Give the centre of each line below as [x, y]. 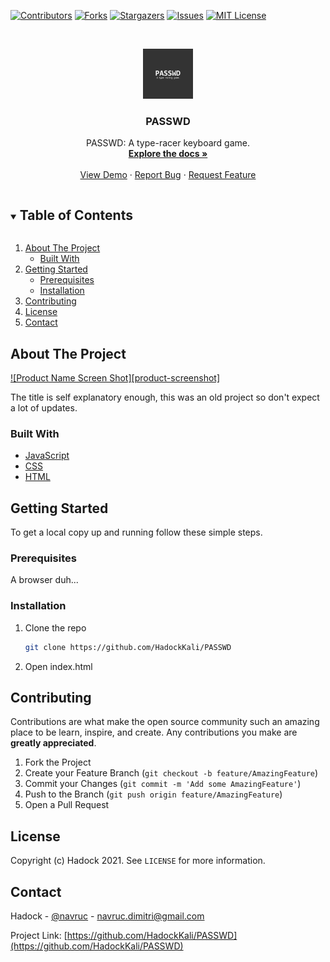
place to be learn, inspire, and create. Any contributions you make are [154, 732]
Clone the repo [55, 627]
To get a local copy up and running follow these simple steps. [136, 532]
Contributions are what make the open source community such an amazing [165, 722]
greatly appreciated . [53, 743]
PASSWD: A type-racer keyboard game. [167, 143]
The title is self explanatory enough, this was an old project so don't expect [165, 397]
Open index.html [58, 666]
